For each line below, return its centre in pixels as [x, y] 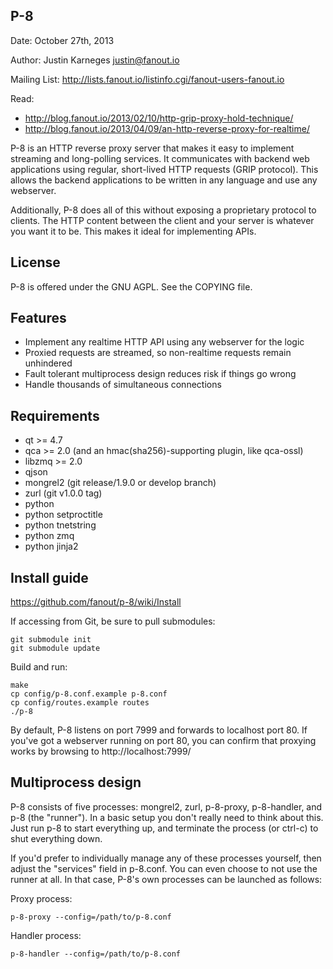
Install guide [49, 577]
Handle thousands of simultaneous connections [123, 385]
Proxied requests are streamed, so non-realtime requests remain [158, 353]
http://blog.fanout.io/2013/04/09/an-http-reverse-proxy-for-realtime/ [167, 128]
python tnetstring [60, 525]
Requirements [55, 415]
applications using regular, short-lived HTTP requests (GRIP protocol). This [164, 169]
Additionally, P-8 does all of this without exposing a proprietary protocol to [163, 210]
